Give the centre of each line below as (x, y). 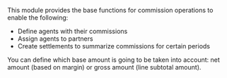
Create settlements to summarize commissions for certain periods (114, 46)
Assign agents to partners (55, 39)
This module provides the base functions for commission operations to (110, 10)
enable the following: (38, 18)
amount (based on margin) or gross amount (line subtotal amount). (104, 67)
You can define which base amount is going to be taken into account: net (114, 60)
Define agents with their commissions (72, 31)
